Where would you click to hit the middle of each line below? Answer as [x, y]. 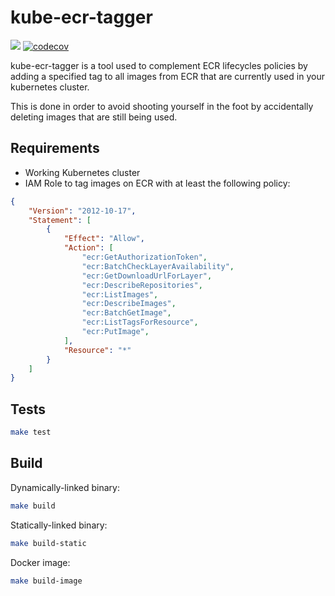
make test [31, 432]
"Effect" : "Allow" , [104, 239]
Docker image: [40, 562]
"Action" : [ [88, 248]
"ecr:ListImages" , [120, 294]
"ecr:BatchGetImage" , [126, 313]
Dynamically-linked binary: [65, 487]
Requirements [55, 148]
